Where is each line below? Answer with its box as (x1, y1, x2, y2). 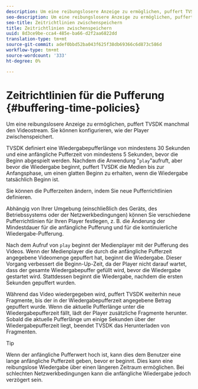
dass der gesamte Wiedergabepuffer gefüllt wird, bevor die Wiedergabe (6, 267, 181, 274)
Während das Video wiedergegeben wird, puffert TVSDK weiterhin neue (6, 290, 181, 298)
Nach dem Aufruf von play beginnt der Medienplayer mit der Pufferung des (6, 241, 189, 249)
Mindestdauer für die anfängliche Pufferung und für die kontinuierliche (6, 224, 178, 231)
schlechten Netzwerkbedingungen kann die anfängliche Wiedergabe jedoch (6, 370, 192, 377)
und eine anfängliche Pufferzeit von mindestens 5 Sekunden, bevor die (6, 151, 179, 158)
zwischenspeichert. (6, 133, 54, 140)
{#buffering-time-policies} (6, 101, 140, 115)
